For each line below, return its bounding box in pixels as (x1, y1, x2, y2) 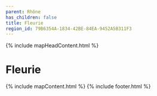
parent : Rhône (5, 8, 41, 15)
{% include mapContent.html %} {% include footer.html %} (5, 83, 151, 90)
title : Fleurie (5, 20, 44, 26)
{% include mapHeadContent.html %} (5, 42, 99, 49)
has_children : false (5, 14, 58, 20)
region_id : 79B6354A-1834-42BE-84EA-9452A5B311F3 (5, 25, 132, 32)
